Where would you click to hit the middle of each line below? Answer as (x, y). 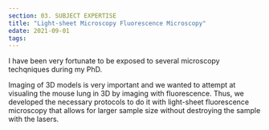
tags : (17, 38)
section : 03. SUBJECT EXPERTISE (62, 16)
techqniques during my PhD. (55, 70)
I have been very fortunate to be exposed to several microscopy (114, 61)
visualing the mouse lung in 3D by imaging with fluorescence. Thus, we (126, 94)
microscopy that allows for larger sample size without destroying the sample (134, 111)
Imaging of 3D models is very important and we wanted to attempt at (122, 85)
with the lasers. (34, 119)
